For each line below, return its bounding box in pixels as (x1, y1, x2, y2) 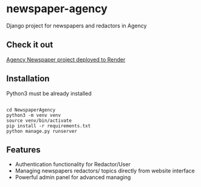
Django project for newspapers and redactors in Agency (6, 22, 147, 29)
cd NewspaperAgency (6, 107, 56, 113)
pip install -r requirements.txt (6, 122, 91, 129)
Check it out (6, 40, 53, 50)
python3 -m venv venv (6, 112, 61, 118)
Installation (6, 74, 50, 84)
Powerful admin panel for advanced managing (15, 174, 131, 181)
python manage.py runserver (6, 128, 78, 134)
